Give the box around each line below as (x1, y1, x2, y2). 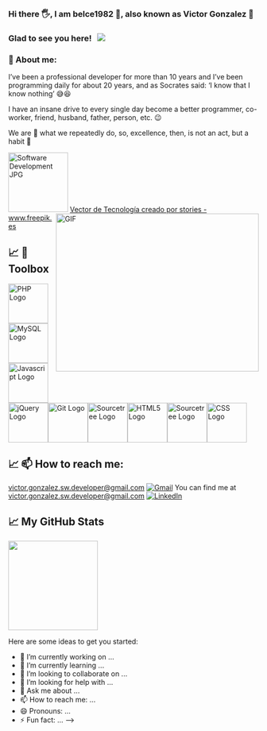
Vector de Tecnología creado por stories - (69, 205, 207, 215)
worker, (8, 113, 33, 122)
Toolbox (8, 262, 49, 276)
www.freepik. (8, 213, 52, 222)
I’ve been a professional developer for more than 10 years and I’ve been (8, 72, 244, 82)
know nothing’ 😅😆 (8, 89, 72, 99)
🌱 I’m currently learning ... (19, 660, 105, 670)
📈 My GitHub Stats (8, 515, 105, 528)
